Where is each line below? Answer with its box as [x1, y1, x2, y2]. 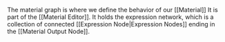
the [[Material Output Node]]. [7, 27, 90, 35]
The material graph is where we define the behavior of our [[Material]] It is [7, 6, 219, 14]
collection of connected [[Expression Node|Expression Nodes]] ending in [7, 20, 215, 28]
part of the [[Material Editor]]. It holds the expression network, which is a [7, 13, 214, 21]
